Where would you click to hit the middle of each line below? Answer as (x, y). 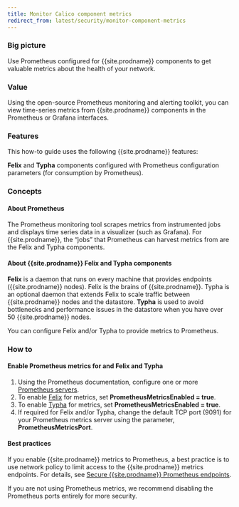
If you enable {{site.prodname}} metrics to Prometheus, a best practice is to (118, 459)
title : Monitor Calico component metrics (70, 14)
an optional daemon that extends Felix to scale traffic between (99, 294)
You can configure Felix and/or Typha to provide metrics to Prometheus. (113, 330)
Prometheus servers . (48, 390)
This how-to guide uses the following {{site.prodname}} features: (103, 152)
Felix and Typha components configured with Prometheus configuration (113, 165)
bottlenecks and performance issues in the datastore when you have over (116, 309)
